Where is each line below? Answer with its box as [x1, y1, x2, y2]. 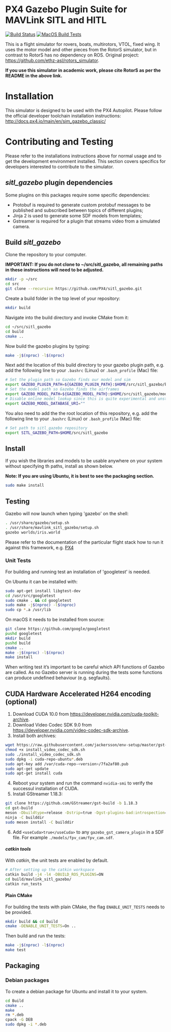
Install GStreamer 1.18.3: [12, 791, 63, 797]
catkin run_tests [5, 881, 42, 886]
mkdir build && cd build [5, 919, 58, 924]
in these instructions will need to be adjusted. [5, 267, 104, 273]
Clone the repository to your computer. [5, 252, 87, 258]
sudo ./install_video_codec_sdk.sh [5, 752, 81, 757]
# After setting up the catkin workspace [5, 867, 95, 872]
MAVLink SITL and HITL [5, 14, 107, 26]
